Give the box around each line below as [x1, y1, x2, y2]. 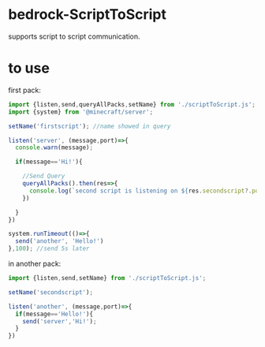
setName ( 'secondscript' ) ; [8, 288, 93, 297]
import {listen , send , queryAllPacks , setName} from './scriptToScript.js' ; [8, 100, 256, 108]
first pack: [8, 85, 42, 95]
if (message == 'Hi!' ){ [15, 158, 83, 166]
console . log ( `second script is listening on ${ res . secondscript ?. [28, 187, 252, 195]
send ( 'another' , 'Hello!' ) [15, 237, 104, 245]
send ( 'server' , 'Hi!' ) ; [22, 317, 97, 325]
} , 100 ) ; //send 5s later [8, 244, 90, 253]
